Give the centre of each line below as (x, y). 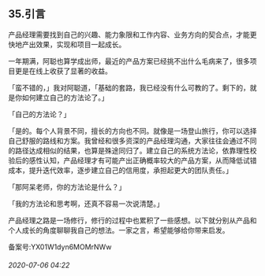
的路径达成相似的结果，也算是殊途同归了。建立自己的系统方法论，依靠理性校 (132, 150)
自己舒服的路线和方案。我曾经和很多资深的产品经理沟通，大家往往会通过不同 (132, 141)
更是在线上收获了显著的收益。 (63, 71)
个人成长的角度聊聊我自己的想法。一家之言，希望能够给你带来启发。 (119, 230)
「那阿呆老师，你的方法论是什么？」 (67, 186)
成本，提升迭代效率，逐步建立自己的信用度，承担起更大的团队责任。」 (120, 170)
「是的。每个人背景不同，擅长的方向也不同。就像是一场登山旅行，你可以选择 (132, 131)
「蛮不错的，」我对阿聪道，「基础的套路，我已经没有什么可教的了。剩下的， (129, 87)
